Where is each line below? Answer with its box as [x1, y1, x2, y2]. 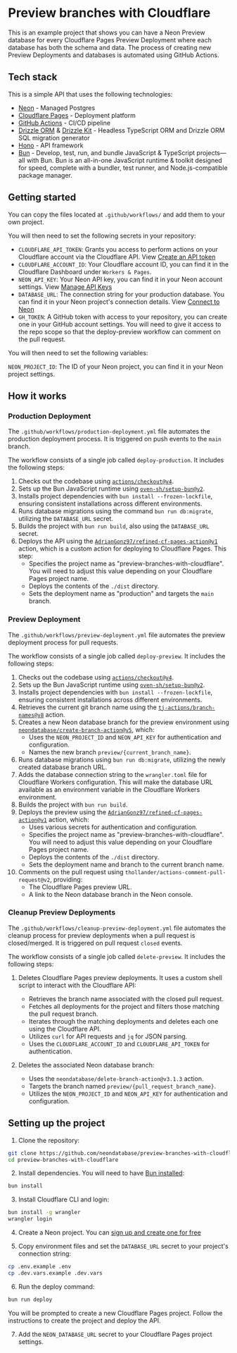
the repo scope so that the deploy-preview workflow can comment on [18, 327, 221, 336]
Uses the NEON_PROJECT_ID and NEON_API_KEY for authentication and [28, 733, 222, 741]
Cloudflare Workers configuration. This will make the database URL [18, 778, 213, 786]
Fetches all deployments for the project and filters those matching [28, 1002, 220, 1010]
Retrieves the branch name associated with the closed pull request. [28, 994, 224, 1003]
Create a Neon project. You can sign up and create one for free [18, 1228, 201, 1237]
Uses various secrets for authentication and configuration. [28, 823, 198, 831]
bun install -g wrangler [8, 1209, 81, 1216]
